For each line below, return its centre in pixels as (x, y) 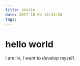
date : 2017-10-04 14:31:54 (34, 15)
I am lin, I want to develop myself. (40, 58)
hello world (29, 44)
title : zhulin (20, 10)
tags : (11, 19)
